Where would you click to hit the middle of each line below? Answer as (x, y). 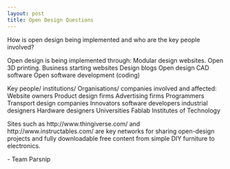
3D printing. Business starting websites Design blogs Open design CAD (108, 68)
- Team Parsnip (29, 159)
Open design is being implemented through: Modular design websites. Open (115, 60)
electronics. (24, 146)
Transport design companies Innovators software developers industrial (107, 103)
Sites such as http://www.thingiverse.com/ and (74, 123)
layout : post (26, 13)
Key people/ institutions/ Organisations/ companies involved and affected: (112, 88)
